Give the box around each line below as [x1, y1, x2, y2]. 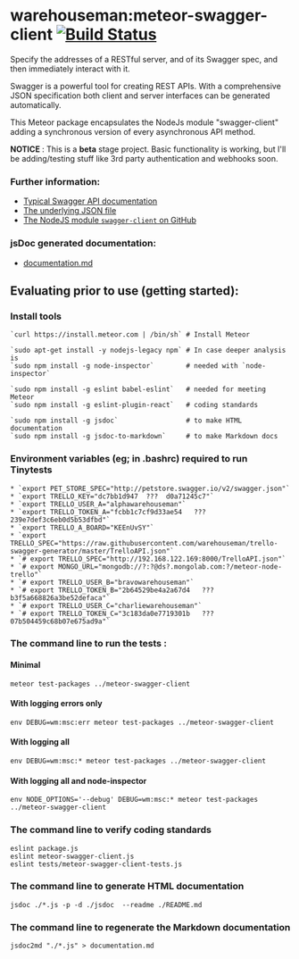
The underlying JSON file [22, 205, 117, 216]
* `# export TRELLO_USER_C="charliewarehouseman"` [10, 601, 203, 610]
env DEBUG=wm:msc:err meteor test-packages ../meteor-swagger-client [10, 718, 275, 727]
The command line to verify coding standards [10, 823, 212, 836]
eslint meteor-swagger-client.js [10, 852, 135, 861]
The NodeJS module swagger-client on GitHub [22, 215, 197, 226]
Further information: [10, 175, 101, 188]
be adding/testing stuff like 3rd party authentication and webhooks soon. [10, 153, 279, 163]
